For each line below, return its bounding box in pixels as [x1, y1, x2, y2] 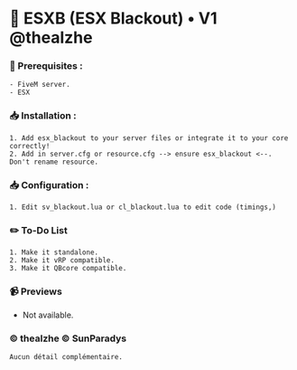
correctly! [9, 141, 51, 150]
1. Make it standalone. [9, 248, 99, 257]
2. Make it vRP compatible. [9, 256, 116, 265]
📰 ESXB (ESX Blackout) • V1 [9, 8, 218, 29]
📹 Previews [9, 285, 63, 298]
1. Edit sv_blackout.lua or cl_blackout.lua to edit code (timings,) [9, 203, 277, 212]
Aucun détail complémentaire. [9, 352, 124, 361]
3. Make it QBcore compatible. [9, 264, 127, 273]
